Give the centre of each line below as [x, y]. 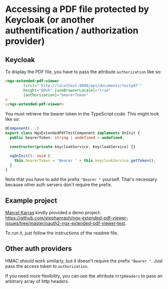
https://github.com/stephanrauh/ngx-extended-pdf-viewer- [67, 218]
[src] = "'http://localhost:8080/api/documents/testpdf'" [83, 86]
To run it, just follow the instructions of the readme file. [62, 233]
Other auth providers [39, 249]
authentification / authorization [72, 31]
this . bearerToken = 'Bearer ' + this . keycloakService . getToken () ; [85, 161]
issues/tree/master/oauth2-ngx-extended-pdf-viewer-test [65, 223]
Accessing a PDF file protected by [77, 9]
